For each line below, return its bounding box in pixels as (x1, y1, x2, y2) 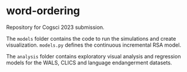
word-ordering (6, 4, 80, 18)
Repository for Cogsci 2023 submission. (6, 24, 105, 31)
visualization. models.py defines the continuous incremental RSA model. (6, 41, 182, 48)
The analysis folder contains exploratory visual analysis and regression (6, 53, 181, 60)
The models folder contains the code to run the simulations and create (6, 35, 176, 42)
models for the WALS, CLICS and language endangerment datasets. (6, 59, 172, 66)
